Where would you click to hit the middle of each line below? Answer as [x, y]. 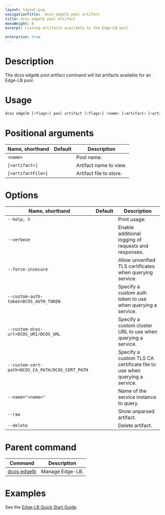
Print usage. [132, 219]
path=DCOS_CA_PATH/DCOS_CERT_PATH [48, 370]
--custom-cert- [25, 365]
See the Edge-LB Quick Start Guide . [41, 507]
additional [129, 234]
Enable [126, 227]
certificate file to [137, 364]
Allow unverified [137, 260]
